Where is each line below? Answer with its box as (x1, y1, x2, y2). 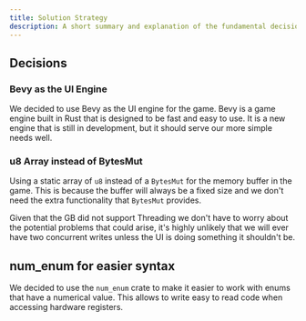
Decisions (9, 55, 67, 71)
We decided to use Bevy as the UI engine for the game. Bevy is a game (9, 104, 276, 115)
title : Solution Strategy (9, 13, 107, 23)
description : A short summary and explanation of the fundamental (9, 22, 267, 31)
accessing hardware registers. (9, 302, 124, 313)
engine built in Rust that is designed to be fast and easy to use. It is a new (9, 113, 286, 124)
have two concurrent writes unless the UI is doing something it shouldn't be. (9, 232, 296, 243)
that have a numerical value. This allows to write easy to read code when (9, 292, 283, 303)
